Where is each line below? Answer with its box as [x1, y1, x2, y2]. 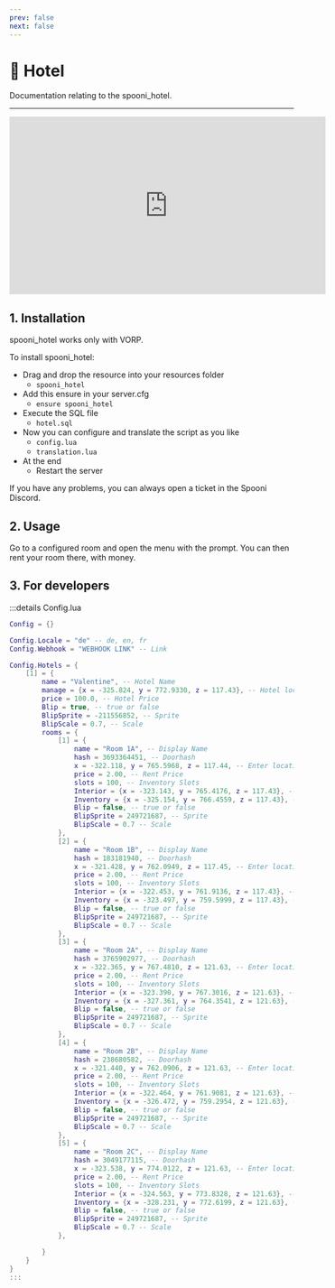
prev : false [9, 13, 54, 23]
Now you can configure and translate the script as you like [22, 427, 240, 438]
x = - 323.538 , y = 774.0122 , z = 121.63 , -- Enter [73, 1164, 269, 1173]
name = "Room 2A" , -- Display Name [73, 946, 208, 955]
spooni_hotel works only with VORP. [9, 335, 144, 346]
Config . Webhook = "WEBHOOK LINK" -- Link [9, 644, 168, 653]
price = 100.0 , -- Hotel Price [42, 694, 160, 703]
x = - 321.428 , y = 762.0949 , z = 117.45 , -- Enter [73, 862, 269, 871]
